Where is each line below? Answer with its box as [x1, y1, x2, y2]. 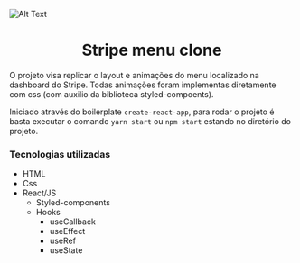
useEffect [49, 226, 86, 237]
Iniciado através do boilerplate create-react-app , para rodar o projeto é [9, 106, 275, 117]
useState [49, 245, 83, 256]
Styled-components [35, 197, 111, 208]
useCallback [49, 216, 97, 227]
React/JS [22, 187, 57, 198]
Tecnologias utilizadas [9, 148, 111, 160]
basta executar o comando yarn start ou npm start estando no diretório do [9, 115, 292, 126]
